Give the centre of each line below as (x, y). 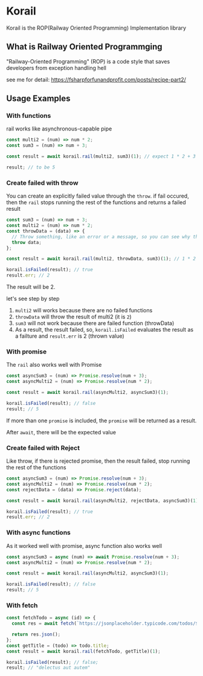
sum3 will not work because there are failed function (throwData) (95, 323)
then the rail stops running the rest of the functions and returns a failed (96, 202)
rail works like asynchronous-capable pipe (59, 129)
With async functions (39, 533)
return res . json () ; (36, 635)
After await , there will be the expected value (61, 432)
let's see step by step (33, 299)
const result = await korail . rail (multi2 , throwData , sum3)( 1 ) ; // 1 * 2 (101, 259)
